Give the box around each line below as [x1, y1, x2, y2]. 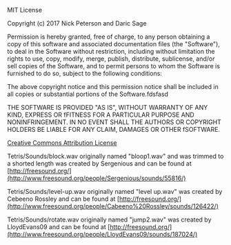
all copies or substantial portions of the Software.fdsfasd [7, 90, 169, 98]
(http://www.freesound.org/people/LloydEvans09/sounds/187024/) [7, 231, 198, 238]
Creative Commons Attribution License [7, 139, 117, 147]
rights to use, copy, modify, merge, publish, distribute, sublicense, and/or [7, 55, 215, 63]
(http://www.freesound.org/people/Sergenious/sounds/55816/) [7, 174, 186, 182]
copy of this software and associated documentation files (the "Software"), [7, 40, 221, 48]
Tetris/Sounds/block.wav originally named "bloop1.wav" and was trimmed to [7, 152, 224, 160]
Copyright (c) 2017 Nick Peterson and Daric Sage [7, 19, 147, 27]
